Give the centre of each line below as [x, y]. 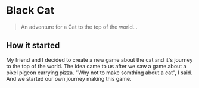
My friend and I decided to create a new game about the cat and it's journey [99, 59]
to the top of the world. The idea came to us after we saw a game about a [96, 66]
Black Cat [30, 10]
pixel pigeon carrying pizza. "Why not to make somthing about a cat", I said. [99, 73]
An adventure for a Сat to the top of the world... [79, 27]
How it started [33, 45]
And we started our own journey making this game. [69, 78]
